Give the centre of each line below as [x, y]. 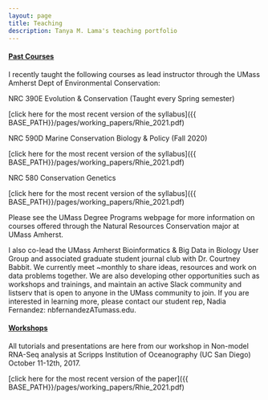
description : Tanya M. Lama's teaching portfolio [93, 31]
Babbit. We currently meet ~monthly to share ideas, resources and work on [132, 267]
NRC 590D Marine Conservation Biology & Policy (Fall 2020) [108, 138]
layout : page [30, 16]
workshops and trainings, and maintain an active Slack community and [125, 284]
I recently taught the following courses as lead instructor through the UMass [134, 74]
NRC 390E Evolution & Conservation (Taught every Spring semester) [122, 98]
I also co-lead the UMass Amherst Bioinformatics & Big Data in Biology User [134, 250]
